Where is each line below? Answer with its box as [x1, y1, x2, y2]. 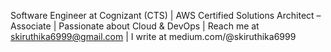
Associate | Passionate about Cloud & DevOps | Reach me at [10, 20, 260, 32]
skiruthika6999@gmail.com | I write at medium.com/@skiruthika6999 [10, 31, 297, 42]
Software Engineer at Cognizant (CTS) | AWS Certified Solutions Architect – [10, 10, 322, 21]
